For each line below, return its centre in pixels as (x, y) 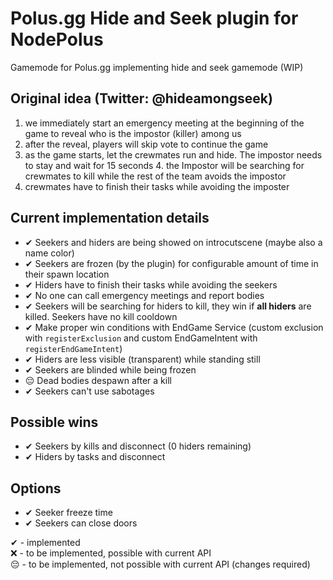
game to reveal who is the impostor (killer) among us (133, 133)
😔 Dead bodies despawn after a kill (98, 380)
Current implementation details (110, 218)
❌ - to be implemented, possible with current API (111, 553)
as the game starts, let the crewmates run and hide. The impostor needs (173, 154)
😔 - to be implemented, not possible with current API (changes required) (160, 564)
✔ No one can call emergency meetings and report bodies (144, 295)
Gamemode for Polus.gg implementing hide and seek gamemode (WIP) (157, 67)
